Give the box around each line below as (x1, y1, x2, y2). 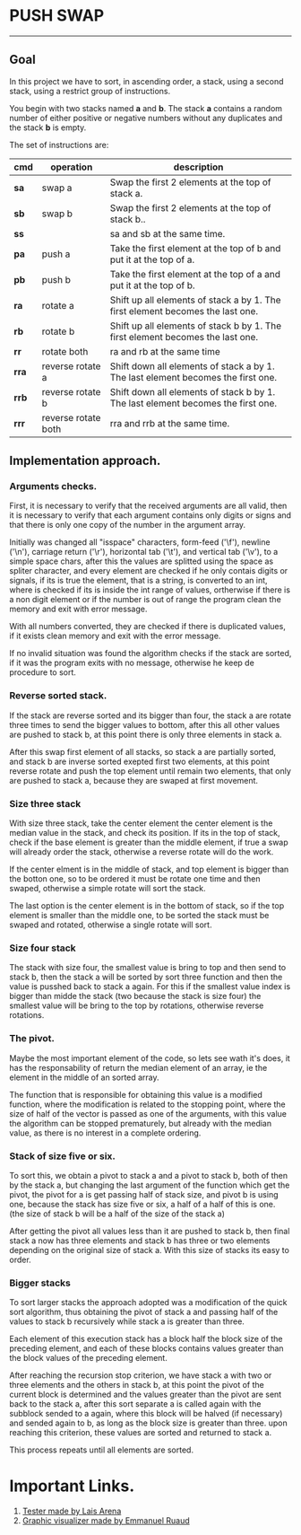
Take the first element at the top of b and (109, 241, 281, 254)
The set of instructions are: (9, 139, 109, 150)
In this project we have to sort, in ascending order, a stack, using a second (9, 75, 284, 86)
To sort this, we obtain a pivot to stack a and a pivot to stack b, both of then (9, 1170, 288, 1180)
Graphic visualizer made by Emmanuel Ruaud (21, 1515, 190, 1526)
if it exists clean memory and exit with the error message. (9, 630, 221, 642)
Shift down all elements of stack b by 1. (109, 385, 276, 398)
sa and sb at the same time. (109, 227, 226, 240)
